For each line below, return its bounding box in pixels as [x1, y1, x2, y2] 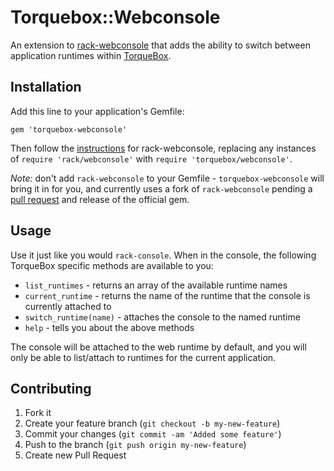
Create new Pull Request [24, 449, 127, 461]
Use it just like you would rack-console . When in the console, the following [10, 249, 317, 261]
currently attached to [24, 300, 112, 312]
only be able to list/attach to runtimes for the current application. [10, 351, 277, 363]
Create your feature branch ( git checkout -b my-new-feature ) [24, 417, 281, 430]
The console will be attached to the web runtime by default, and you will [10, 341, 307, 353]
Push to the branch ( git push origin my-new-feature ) [24, 439, 247, 451]
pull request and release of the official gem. [10, 193, 190, 205]
